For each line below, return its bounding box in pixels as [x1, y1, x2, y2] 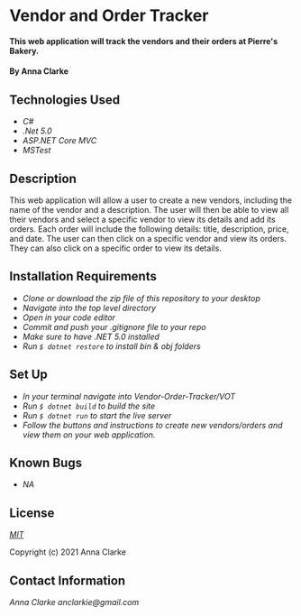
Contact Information [9, 573, 126, 588]
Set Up [9, 367, 48, 382]
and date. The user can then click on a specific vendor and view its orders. [9, 234, 287, 244]
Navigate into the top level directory [22, 302, 156, 313]
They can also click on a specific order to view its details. [9, 243, 223, 253]
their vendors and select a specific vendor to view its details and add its [9, 214, 277, 225]
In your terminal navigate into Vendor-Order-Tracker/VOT [22, 391, 236, 401]
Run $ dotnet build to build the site [22, 400, 156, 411]
